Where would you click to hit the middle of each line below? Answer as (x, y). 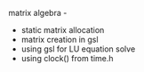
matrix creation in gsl (60, 40)
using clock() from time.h (67, 58)
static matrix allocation (63, 30)
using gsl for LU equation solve (78, 49)
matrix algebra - (38, 13)
